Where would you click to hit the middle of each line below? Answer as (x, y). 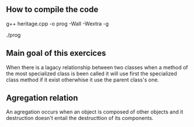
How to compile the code (52, 10)
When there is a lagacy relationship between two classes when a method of (97, 67)
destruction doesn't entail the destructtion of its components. (80, 118)
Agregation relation (42, 98)
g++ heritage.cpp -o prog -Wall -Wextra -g (58, 23)
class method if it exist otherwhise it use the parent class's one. (83, 80)
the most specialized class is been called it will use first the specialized (91, 73)
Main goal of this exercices (56, 53)
